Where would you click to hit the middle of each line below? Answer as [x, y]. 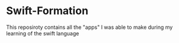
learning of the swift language [43, 33]
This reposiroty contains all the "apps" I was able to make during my [89, 27]
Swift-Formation [47, 11]
